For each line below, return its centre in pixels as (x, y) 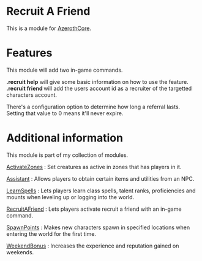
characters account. (32, 95)
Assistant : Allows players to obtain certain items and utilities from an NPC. (100, 178)
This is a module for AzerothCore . (49, 28)
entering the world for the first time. (51, 233)
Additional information (65, 138)
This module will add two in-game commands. (65, 70)
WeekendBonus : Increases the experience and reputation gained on (93, 246)
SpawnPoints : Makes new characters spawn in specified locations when (98, 227)
